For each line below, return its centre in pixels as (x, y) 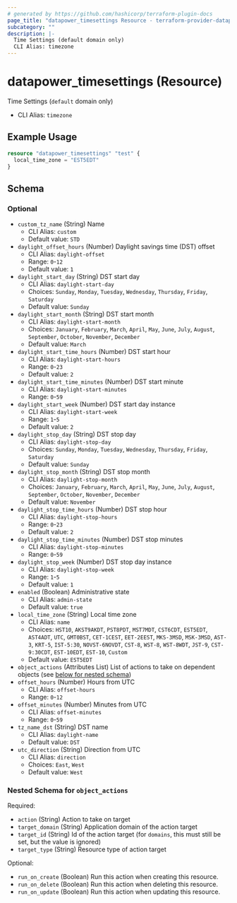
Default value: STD (54, 239)
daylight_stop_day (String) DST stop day (77, 435)
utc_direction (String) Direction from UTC (79, 750)
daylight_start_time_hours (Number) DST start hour (94, 352)
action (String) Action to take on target (74, 820)
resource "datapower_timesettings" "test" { (74, 153)
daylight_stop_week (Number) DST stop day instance (95, 562)
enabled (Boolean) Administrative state (73, 592)
